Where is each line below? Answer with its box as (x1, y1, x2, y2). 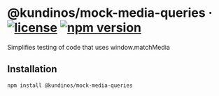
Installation (7, 63, 57, 75)
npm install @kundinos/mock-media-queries (7, 82, 133, 89)
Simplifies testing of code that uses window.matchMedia (7, 43, 170, 51)
